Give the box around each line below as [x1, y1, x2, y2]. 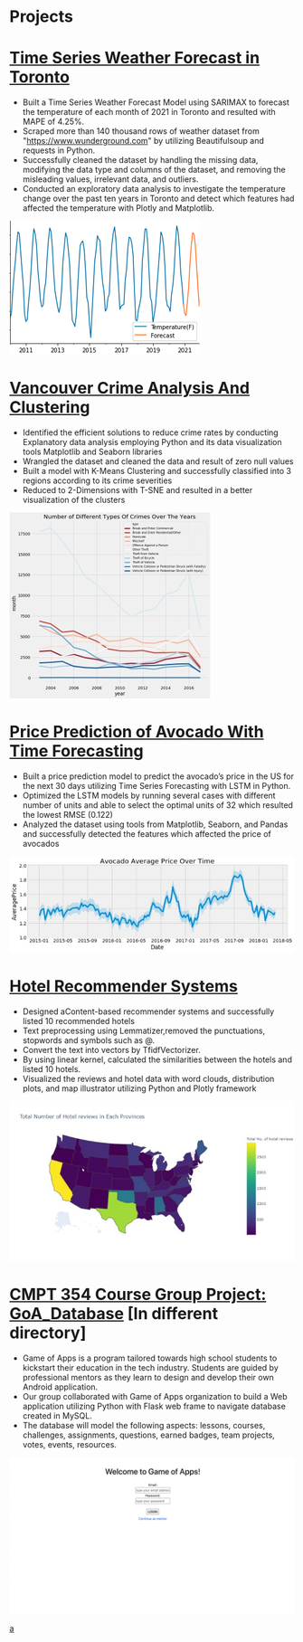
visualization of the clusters [22, 495, 126, 506]
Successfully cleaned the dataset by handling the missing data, [22, 155, 259, 166]
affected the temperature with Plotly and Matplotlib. [22, 203, 215, 214]
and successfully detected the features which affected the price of [22, 829, 271, 839]
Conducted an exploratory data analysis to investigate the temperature [22, 184, 287, 195]
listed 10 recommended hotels [22, 1015, 136, 1026]
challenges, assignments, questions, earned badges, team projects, [22, 1429, 276, 1440]
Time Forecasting [9, 741, 144, 762]
